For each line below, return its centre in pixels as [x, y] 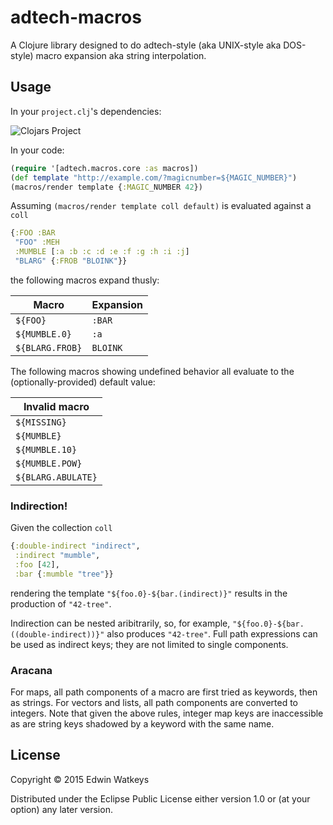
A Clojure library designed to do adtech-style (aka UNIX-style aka [146, 45]
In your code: [37, 150]
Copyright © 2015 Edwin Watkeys [80, 779]
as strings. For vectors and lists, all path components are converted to [154, 702]
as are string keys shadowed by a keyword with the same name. [142, 723]
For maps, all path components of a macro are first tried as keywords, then [164, 692]
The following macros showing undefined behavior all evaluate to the [152, 371]
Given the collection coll [61, 528]
